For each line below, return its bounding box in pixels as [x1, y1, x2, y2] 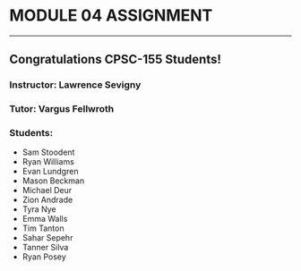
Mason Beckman [21, 175, 85, 186]
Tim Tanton [21, 223, 64, 233]
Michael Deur [21, 185, 73, 196]
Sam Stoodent [21, 147, 75, 157]
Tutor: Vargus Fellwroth [9, 103, 115, 115]
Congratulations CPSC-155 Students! [9, 52, 222, 67]
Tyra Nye [21, 204, 56, 215]
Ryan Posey [21, 251, 67, 262]
